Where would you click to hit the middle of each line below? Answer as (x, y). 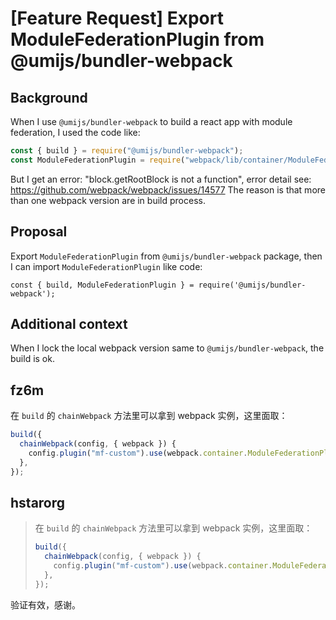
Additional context (69, 323)
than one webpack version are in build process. (108, 200)
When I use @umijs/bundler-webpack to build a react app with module (151, 121)
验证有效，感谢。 (45, 604)
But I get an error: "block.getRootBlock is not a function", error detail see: (161, 179)
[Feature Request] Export (117, 18)
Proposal (39, 232)
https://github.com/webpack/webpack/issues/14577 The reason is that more (168, 189)
